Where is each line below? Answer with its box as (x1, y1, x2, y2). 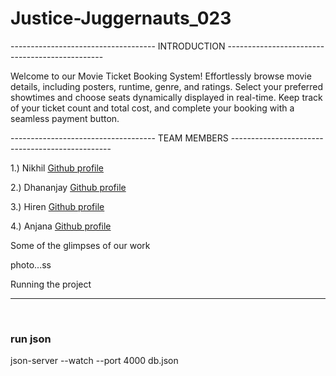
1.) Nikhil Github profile (10, 162, 105, 174)
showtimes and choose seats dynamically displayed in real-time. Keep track (10, 91, 323, 103)
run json (10, 332, 52, 346)
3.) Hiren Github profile (10, 200, 105, 212)
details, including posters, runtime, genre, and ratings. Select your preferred (10, 80, 324, 92)
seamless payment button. (10, 112, 120, 124)
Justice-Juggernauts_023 (10, 7, 232, 30)
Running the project (10, 278, 92, 290)
